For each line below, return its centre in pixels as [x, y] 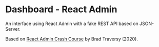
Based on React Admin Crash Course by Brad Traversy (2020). [72, 39]
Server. [13, 29]
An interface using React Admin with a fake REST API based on [72, 24]
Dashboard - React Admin [61, 9]
